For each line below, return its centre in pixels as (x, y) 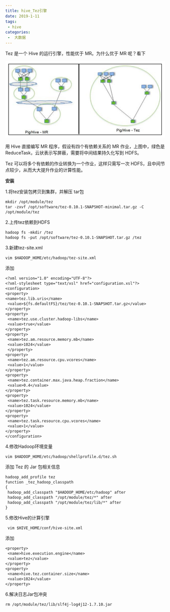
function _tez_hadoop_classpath (39, 482)
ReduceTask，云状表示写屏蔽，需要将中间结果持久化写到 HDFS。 (74, 153)
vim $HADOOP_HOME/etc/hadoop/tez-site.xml (51, 258)
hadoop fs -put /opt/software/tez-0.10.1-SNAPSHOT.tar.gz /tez (74, 238)
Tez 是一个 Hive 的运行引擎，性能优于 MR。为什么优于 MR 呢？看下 (76, 53)
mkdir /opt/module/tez (29, 202)
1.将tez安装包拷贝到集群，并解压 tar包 (45, 192)
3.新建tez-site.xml (24, 248)
